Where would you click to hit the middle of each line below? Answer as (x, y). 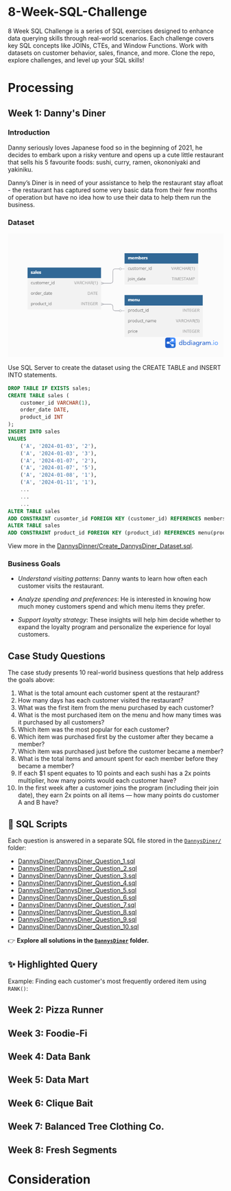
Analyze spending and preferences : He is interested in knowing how (114, 599)
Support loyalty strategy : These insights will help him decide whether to (119, 620)
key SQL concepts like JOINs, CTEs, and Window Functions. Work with (108, 45)
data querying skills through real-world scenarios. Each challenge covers (111, 38)
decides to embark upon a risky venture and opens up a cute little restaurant (116, 154)
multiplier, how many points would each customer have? (97, 781)
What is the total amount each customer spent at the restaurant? (109, 693)
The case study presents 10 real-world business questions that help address (116, 672)
